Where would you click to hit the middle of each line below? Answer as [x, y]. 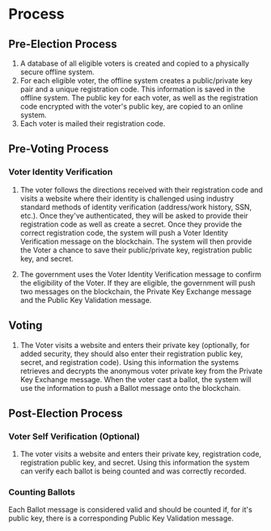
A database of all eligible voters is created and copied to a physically [134, 63]
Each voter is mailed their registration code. [93, 123]
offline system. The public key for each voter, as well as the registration [139, 98]
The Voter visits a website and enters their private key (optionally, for [135, 345]
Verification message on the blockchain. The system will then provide [136, 241]
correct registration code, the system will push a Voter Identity [124, 232]
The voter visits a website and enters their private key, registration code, [140, 454]
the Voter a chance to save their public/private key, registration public [136, 250]
